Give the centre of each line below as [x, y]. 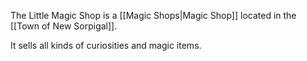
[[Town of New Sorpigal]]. [64, 26]
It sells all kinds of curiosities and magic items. [106, 45]
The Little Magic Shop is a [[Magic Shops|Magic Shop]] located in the [153, 15]
